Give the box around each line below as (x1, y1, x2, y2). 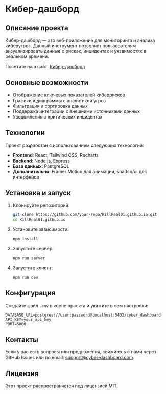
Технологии (5, 129, 45, 137)
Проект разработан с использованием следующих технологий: (5, 142, 144, 148)
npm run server (12, 255, 45, 261)
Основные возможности (5, 78, 88, 87)
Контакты (5, 336, 38, 344)
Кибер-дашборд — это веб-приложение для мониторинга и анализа (5, 37, 155, 43)
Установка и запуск (5, 189, 72, 198)
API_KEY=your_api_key (5, 317, 52, 322)
